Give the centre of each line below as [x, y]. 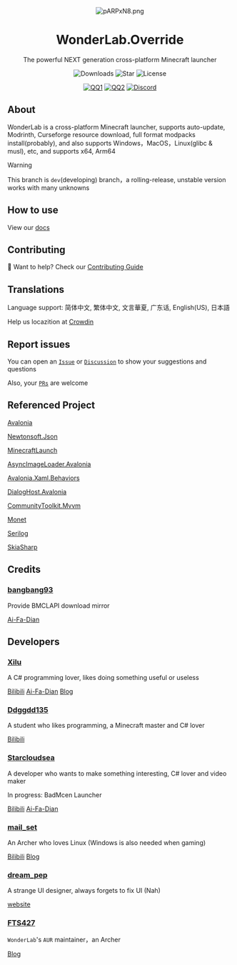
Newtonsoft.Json [33, 436]
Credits [24, 570]
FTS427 [21, 923]
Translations [36, 289]
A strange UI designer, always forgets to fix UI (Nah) [84, 891]
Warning [20, 165]
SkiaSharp [22, 547]
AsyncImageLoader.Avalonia [49, 464]
